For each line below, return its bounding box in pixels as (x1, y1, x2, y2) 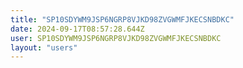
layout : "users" (10, 42, 78, 53)
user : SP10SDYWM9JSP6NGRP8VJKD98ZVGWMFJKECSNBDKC (10, 33, 222, 43)
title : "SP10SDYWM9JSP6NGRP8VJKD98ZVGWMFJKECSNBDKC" (10, 14, 235, 25)
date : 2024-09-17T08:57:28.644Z (10, 24, 145, 34)
